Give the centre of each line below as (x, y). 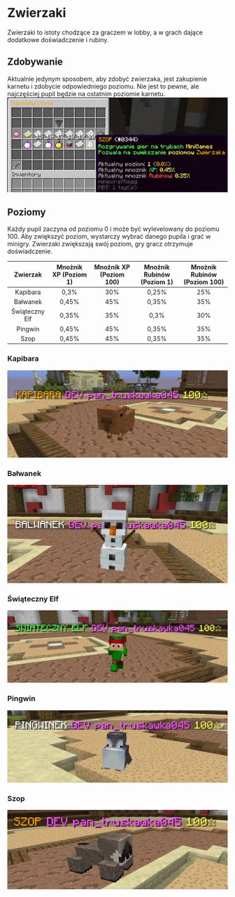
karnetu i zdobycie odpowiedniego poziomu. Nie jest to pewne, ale (103, 86)
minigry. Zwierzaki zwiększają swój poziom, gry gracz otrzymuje (100, 244)
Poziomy (27, 212)
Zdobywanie (35, 62)
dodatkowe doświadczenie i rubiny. (58, 39)
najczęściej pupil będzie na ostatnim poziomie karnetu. (86, 93)
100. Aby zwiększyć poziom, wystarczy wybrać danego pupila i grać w (109, 237)
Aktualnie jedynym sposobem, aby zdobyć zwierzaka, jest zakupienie (107, 79)
